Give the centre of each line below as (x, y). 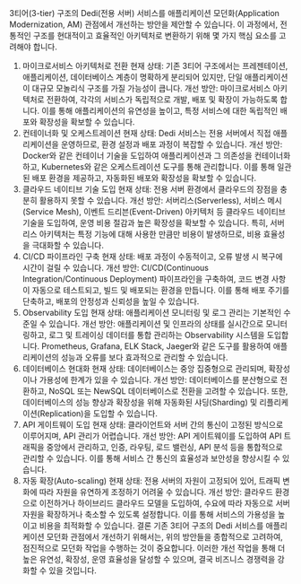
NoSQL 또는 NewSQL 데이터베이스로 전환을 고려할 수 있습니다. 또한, (168, 391)
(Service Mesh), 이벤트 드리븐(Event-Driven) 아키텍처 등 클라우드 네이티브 (154, 212)
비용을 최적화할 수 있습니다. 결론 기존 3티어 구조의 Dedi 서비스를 (151, 526)
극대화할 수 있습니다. (68, 245)
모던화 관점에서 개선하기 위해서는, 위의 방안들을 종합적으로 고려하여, (165, 537)
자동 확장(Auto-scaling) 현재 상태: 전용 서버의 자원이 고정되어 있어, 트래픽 (151, 481)
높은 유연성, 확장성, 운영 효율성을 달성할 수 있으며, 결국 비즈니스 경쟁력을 (149, 559)
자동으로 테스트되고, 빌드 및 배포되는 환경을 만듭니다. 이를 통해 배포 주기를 (161, 290)
